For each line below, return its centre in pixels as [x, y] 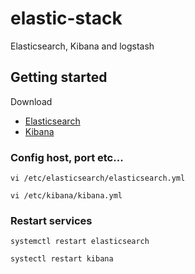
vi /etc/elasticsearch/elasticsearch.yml [98, 178]
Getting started [59, 77]
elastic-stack [66, 18]
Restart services [51, 220]
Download [31, 101]
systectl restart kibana [62, 259]
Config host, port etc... [67, 157]
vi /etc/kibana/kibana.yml [66, 196]
